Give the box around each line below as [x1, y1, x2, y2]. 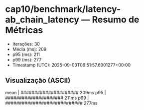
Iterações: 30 [12, 41, 40, 47]
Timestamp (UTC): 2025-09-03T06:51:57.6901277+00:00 [12, 62, 131, 68]
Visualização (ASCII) [5, 76, 71, 85]
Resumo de [92, 14, 140, 25]
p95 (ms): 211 [12, 51, 40, 57]
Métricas [5, 25, 43, 36]
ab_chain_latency [5, 14, 80, 25]
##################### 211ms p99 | [5, 95, 89, 101]
